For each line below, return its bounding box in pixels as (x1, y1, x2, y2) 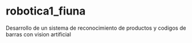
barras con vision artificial (6, 30, 72, 38)
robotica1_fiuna (6, 4, 86, 18)
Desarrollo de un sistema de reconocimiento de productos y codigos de (6, 24, 186, 31)
